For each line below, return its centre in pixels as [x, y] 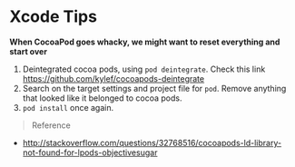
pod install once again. [68, 107]
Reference [51, 125]
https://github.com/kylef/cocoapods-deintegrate [113, 78]
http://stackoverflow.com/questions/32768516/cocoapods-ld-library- [152, 142]
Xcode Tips [54, 17]
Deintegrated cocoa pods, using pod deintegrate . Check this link [144, 69]
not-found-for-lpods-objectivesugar [90, 152]
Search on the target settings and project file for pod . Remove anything [154, 88]
